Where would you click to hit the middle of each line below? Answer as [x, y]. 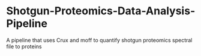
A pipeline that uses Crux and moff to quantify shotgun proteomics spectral [99, 40]
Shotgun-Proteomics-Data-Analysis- [101, 11]
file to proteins [24, 46]
